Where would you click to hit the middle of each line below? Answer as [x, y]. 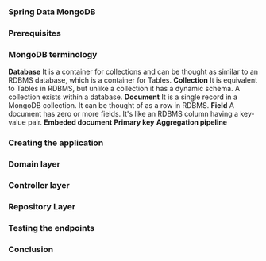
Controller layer [39, 185]
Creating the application [56, 143]
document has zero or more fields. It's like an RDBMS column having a [123, 114]
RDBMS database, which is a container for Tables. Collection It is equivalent [133, 80]
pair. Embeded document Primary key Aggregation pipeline [127, 122]
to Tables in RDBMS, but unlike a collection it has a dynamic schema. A [124, 89]
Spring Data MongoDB [52, 12]
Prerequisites [35, 33]
